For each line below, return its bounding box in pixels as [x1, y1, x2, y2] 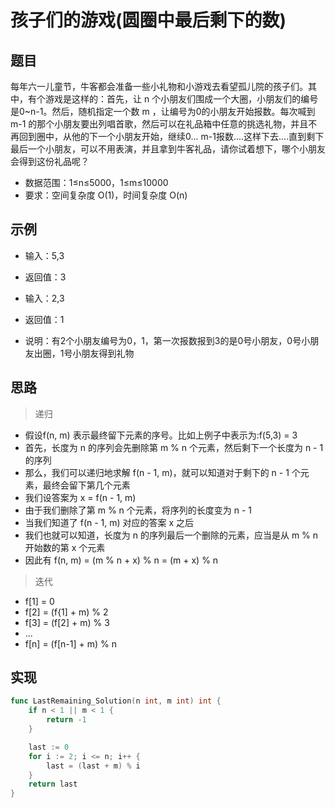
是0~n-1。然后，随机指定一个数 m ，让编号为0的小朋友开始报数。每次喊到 [10, 106, 316, 117]
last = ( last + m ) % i [46, 761, 141, 771]
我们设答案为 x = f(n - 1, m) [24, 491, 137, 503]
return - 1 [46, 715, 87, 725]
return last [28, 779, 78, 790]
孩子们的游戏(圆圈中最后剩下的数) [10, 9, 287, 32]
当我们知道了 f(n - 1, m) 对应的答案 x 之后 [24, 516, 195, 528]
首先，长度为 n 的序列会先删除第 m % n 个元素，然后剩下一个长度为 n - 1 [24, 441, 324, 453]
